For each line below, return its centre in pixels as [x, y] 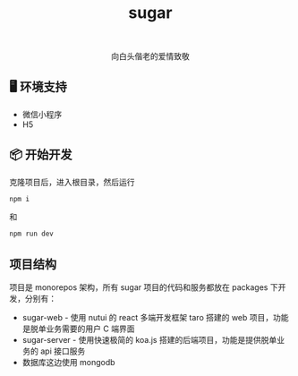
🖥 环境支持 [38, 87]
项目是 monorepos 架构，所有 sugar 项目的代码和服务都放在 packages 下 [144, 287]
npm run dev [31, 234]
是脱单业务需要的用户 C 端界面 [78, 329]
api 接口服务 [63, 351]
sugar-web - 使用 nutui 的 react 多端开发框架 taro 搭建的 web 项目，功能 [155, 318]
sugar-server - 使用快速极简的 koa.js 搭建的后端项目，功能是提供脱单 [149, 340]
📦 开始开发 [41, 155]
